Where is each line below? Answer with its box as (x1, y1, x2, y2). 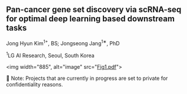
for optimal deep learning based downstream (6, 14, 175, 24)
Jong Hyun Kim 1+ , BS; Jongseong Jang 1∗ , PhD (6, 38, 120, 46)
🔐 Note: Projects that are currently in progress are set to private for (6, 75, 168, 82)
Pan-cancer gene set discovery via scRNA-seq (6, 5, 182, 15)
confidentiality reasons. (6, 81, 64, 88)
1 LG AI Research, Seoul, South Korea (6, 51, 95, 59)
